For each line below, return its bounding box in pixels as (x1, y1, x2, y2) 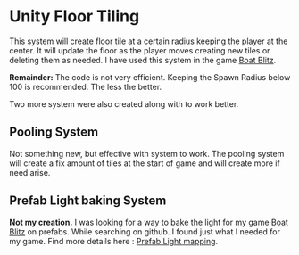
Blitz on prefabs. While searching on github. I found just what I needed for (9, 226, 281, 237)
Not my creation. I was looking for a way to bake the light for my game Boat (9, 217, 288, 227)
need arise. (9, 167, 51, 177)
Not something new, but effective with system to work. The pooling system (9, 148, 285, 159)
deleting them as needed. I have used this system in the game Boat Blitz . (9, 54, 277, 65)
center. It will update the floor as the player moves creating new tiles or (9, 45, 270, 55)
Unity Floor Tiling (9, 6, 140, 27)
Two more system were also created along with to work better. (9, 98, 239, 109)
